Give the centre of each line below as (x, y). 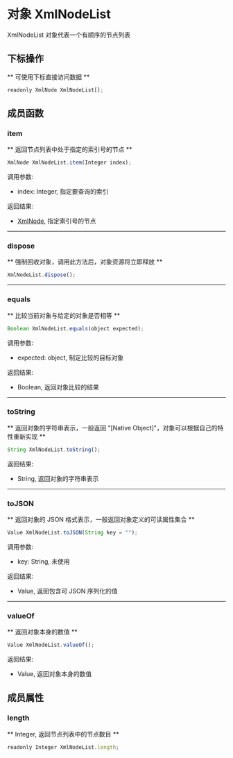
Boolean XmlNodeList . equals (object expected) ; (76, 328)
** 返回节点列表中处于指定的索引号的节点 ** (70, 149)
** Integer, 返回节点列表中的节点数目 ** (63, 734)
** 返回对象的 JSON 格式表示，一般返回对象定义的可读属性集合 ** (101, 519)
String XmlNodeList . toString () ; (54, 449)
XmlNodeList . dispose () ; (42, 275)
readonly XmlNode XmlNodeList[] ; (55, 90)
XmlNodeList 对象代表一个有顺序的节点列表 (69, 35)
